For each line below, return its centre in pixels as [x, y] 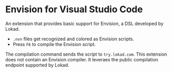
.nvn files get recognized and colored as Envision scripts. [73, 39]
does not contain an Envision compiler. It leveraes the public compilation [82, 59]
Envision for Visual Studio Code [74, 9]
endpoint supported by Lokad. [37, 65]
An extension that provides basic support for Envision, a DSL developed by [84, 23]
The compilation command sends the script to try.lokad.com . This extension [86, 54]
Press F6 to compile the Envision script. [54, 44]
